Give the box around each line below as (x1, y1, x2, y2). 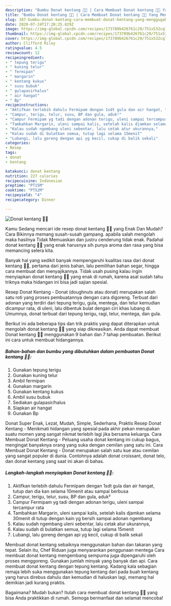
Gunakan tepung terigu (12, 366, 61, 373)
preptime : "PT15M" (5, 183, 44, 188)
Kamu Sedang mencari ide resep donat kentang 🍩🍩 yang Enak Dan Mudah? (5, 225, 163, 231)
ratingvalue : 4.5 (5, 45, 42, 51)
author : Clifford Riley (5, 41, 56, 46)
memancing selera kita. (5, 247, 54, 253)
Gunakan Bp (12, 410, 39, 416)
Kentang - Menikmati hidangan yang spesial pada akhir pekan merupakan (5, 425, 160, 432)
